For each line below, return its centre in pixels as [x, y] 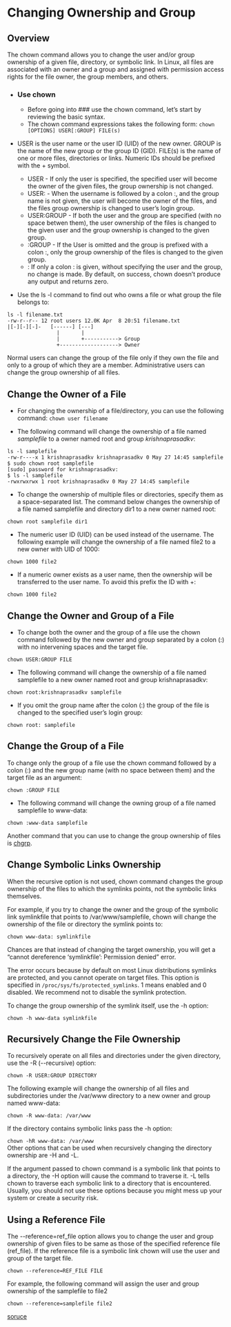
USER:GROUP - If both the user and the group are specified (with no [124, 216]
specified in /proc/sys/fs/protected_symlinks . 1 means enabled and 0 [107, 985]
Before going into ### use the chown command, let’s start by [114, 110]
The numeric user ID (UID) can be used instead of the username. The [115, 535]
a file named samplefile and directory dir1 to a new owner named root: [117, 509]
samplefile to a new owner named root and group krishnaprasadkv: [112, 679]
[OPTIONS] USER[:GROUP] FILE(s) [74, 131]
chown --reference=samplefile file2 [60, 1304]
